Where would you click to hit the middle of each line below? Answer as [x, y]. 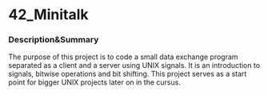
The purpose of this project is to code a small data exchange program [123, 57]
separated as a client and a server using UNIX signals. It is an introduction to [134, 65]
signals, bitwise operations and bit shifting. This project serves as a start [128, 74]
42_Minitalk [49, 15]
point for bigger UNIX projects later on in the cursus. [95, 82]
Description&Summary [54, 40]
